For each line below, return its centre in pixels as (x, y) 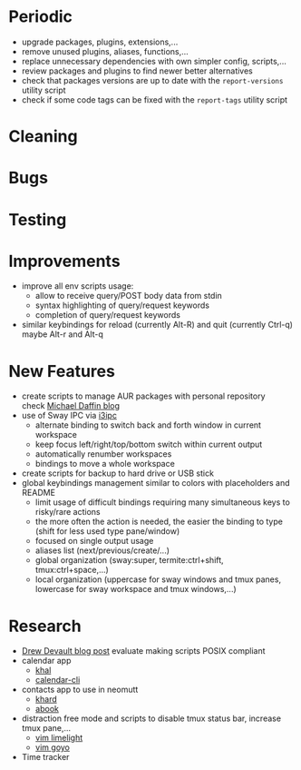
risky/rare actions (68, 512)
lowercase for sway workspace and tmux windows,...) (136, 589)
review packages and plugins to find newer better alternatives (137, 71)
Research (45, 626)
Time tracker (45, 757)
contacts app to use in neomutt (80, 690)
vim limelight (59, 738)
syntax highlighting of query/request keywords (122, 305)
